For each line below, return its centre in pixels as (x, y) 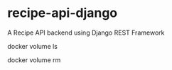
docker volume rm (34, 60)
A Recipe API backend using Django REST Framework (86, 33)
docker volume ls (33, 46)
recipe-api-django (63, 13)
